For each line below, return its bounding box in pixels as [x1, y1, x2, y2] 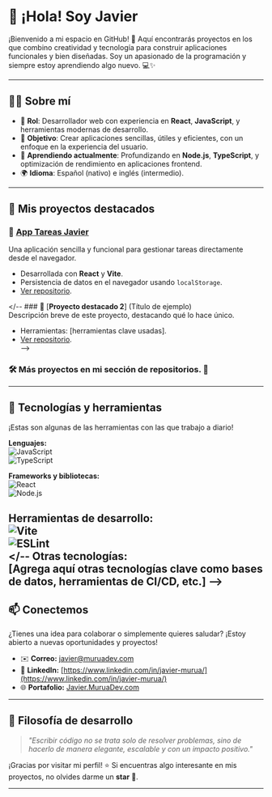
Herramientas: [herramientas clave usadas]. [19, 326, 168, 336]
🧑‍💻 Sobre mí [8, 95, 71, 108]
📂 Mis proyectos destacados [8, 202, 155, 216]
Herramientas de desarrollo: [8, 511, 154, 525]
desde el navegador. [8, 253, 77, 263]
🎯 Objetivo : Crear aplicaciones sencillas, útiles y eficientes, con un [19, 133, 244, 142]
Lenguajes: [8, 438, 47, 447]
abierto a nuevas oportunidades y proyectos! [8, 637, 158, 647]
